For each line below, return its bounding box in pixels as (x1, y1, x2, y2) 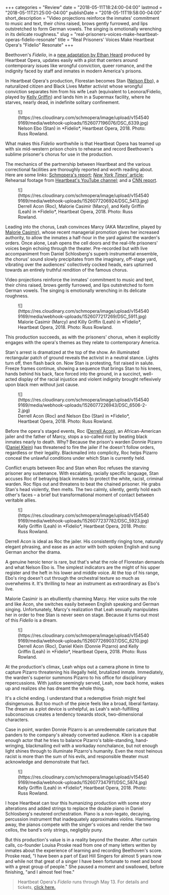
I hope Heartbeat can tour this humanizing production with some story (5, 800, 151, 806)
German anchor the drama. (5, 549, 62, 555)
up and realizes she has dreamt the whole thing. (5, 685, 105, 691)
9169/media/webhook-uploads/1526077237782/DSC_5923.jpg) (18, 518, 149, 524)
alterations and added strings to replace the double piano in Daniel (5, 805, 144, 811)
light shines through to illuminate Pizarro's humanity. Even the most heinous (5, 748, 163, 754)
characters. (5, 717, 29, 723)
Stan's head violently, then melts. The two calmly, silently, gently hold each (5, 487, 161, 492)
